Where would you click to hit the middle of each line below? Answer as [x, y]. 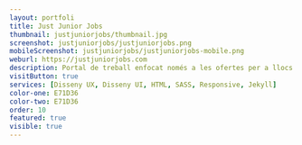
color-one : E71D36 [44, 93]
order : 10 [28, 110]
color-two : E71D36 [44, 101]
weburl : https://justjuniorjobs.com [78, 59]
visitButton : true [44, 77]
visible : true [36, 127]
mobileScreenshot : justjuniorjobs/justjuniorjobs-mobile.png [127, 51]
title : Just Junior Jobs [56, 26]
